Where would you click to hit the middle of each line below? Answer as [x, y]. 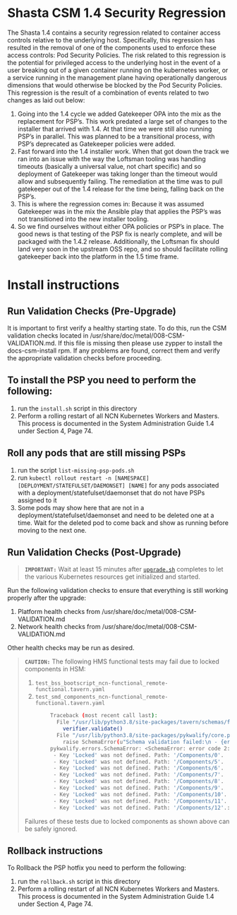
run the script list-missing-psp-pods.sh [76, 470]
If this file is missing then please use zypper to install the [140, 343]
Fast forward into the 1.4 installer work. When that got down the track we [123, 151]
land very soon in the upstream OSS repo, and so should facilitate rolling [122, 249]
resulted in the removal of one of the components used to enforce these [112, 47]
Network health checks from [59, 627]
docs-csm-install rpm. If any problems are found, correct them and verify [114, 350]
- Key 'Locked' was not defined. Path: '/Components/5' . [139, 762]
